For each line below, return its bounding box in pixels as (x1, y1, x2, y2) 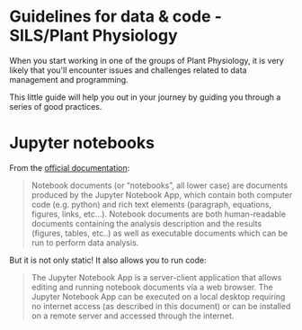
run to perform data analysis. (31, 236, 139, 248)
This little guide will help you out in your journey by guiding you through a (9, 92, 281, 103)
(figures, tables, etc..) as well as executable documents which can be (31, 227, 289, 238)
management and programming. (9, 74, 129, 85)
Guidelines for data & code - (9, 6, 223, 27)
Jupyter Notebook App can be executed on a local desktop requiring (31, 290, 286, 302)
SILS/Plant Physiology (9, 25, 178, 46)
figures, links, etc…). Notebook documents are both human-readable (31, 209, 286, 219)
